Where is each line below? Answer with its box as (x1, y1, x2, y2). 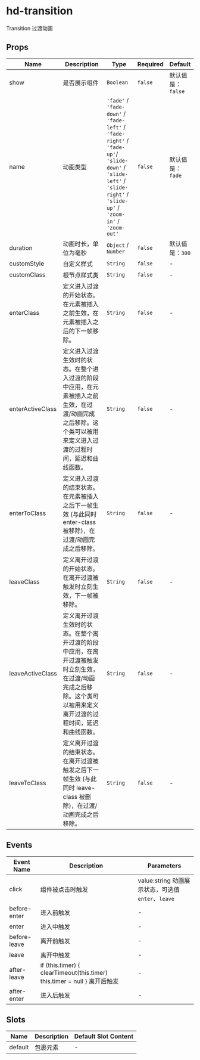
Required (137, 60, 164, 68)
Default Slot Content (74, 1033, 134, 1041)
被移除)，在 (62, 526, 95, 535)
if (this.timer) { (40, 961, 80, 969)
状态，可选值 (143, 885, 180, 894)
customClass (9, 270, 46, 278)
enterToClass (9, 509, 46, 517)
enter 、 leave (137, 894, 174, 903)
